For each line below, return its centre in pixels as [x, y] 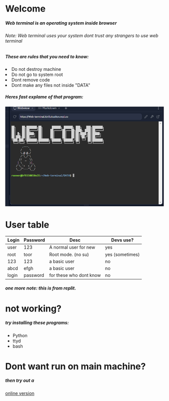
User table [27, 225]
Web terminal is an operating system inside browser [61, 23]
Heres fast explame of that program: [45, 96]
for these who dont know [75, 275]
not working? [33, 308]
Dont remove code [31, 80]
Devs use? [122, 240]
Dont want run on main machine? [75, 366]
